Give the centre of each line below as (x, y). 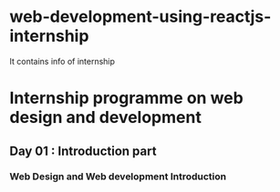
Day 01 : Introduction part (83, 151)
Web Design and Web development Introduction (118, 177)
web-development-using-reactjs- (140, 17)
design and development (106, 118)
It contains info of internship (62, 61)
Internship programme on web (126, 98)
